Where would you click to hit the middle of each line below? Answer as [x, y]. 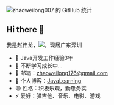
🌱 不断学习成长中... [39, 65]
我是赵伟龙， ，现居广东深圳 [44, 45]
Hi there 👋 [25, 29]
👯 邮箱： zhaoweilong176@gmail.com [62, 73]
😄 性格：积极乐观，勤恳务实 [51, 88]
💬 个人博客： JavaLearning [48, 80]
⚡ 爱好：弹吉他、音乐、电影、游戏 [58, 96]
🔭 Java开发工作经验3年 [44, 58]
